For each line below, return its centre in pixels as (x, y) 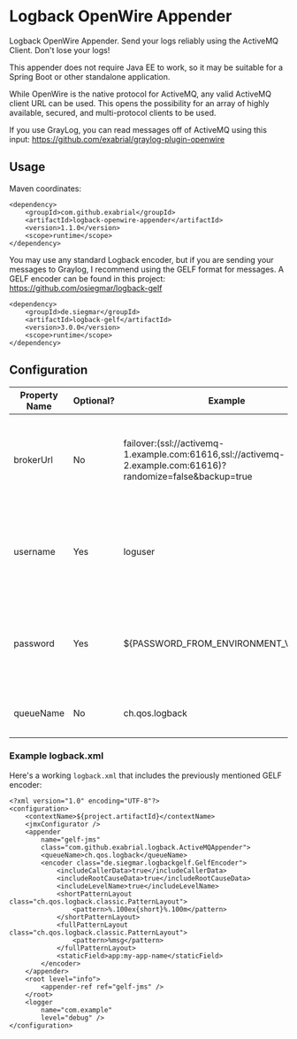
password (34, 643)
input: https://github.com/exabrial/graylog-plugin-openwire (117, 139)
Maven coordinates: (46, 189)
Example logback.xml (57, 756)
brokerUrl (33, 459)
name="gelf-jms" (71, 839)
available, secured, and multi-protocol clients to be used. (113, 112)
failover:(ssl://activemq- (174, 443)
